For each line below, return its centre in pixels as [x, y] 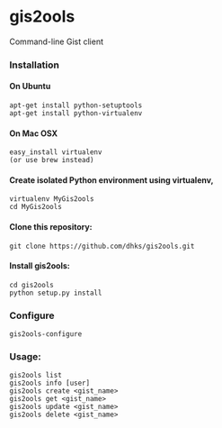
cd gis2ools [31, 285]
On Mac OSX [34, 133]
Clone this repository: [51, 227]
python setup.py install [56, 293]
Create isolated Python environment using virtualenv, [111, 180]
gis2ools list [36, 376]
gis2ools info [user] [50, 383]
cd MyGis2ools [36, 207]
